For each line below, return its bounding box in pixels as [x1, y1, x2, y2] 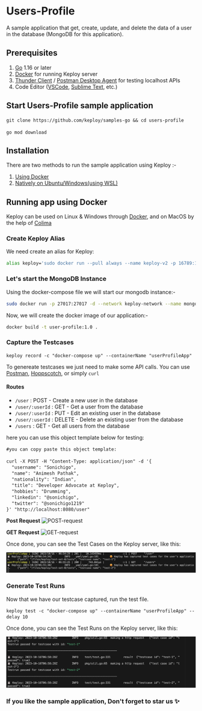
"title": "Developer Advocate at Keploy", [11, 482, 120, 488]
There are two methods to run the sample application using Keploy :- [6, 161, 177, 169]
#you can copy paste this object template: [6, 446, 117, 452]
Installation [6, 146, 49, 156]
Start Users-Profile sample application [6, 100, 153, 111]
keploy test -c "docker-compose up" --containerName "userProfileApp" [6, 608, 187, 614]
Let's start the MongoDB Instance [6, 275, 107, 283]
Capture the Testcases [6, 338, 74, 346]
